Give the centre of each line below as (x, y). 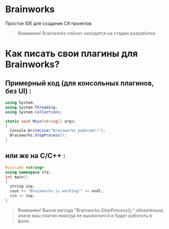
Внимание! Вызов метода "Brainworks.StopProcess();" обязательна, (91, 210)
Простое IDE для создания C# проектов (48, 23)
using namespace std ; (28, 172)
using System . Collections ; (34, 112)
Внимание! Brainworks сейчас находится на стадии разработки (87, 33)
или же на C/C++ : (35, 156)
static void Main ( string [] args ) (41, 121)
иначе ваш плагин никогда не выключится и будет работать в (85, 215)
